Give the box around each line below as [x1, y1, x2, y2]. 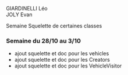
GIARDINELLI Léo [6, 5, 48, 12]
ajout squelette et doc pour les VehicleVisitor [14, 62, 122, 69]
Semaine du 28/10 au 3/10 [6, 37, 81, 45]
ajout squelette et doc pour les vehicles [14, 50, 109, 57]
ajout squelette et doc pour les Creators [14, 56, 111, 63]
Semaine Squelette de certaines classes [6, 23, 102, 29]
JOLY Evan [6, 11, 33, 18]
